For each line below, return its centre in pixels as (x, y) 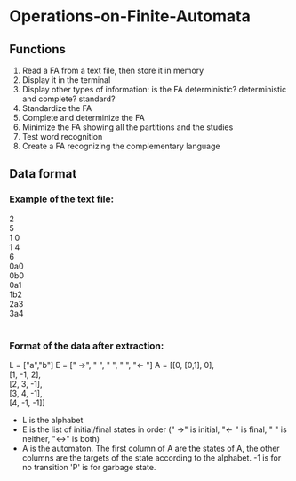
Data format (43, 174)
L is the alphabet (52, 420)
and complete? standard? (68, 99)
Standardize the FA (57, 108)
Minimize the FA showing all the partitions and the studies (128, 127)
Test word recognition (62, 136)
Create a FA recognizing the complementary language (121, 146)
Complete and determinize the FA (83, 118)
